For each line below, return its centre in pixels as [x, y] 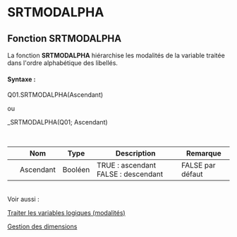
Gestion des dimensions [42, 226]
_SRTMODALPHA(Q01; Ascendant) [57, 122]
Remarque [204, 154]
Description [135, 154]
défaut [192, 174]
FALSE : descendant [130, 174]
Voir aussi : [24, 200]
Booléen [76, 170]
